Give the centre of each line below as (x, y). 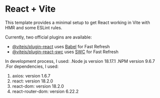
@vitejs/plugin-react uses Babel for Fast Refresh (61, 46)
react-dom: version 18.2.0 (38, 86)
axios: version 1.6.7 (31, 76)
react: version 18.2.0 (33, 81)
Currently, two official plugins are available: (49, 37)
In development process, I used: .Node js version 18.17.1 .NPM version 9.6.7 (80, 61)
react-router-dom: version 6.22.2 (45, 91)
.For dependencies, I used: (32, 66)
